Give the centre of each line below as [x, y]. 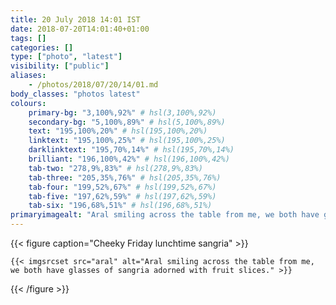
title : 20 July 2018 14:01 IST [75, 19]
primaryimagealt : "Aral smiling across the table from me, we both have [165, 215]
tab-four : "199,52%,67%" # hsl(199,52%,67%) [122, 187]
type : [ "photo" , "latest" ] [66, 57]
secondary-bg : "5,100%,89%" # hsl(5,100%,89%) [127, 122]
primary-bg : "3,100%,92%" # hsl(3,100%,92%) [122, 112]
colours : [28, 103]
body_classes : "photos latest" [75, 94]
